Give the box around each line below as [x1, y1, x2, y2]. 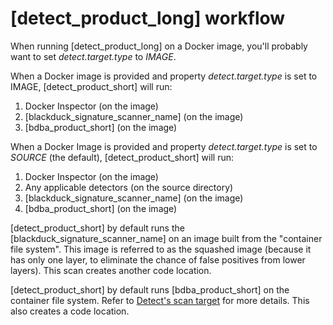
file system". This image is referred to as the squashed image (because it [10, 243, 312, 255]
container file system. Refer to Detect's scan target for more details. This [10, 294, 310, 306]
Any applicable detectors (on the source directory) [24, 181, 234, 193]
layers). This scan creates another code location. [10, 264, 212, 276]
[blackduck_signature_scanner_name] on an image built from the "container [10, 232, 323, 244]
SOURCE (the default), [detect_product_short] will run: [10, 151, 234, 163]
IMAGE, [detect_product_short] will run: [10, 80, 173, 92]
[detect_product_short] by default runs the [10, 222, 185, 234]
